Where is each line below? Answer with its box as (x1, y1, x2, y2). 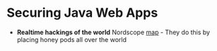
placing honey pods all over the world (16, 35, 127, 43)
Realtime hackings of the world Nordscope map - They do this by (16, 28, 210, 36)
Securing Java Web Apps (6, 5, 158, 21)
